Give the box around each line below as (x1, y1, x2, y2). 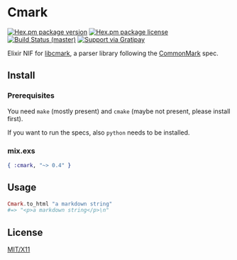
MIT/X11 (7, 245, 31, 254)
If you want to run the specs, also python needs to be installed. (7, 128, 190, 137)
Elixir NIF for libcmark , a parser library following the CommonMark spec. (7, 49, 219, 57)
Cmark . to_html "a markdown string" (7, 200, 113, 208)
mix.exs (7, 146, 35, 156)
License (7, 226, 43, 238)
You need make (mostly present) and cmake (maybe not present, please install (7, 107, 231, 115)
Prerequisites (7, 91, 55, 101)
